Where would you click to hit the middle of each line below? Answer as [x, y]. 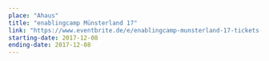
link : [17, 30]
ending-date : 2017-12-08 [50, 45]
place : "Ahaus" [34, 15]
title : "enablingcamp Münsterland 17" [73, 23]
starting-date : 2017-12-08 [53, 38]
